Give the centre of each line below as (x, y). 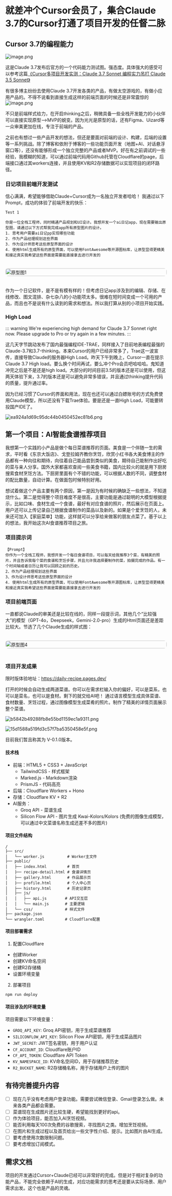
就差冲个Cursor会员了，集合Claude (81, 11)
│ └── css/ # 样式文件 (45, 909)
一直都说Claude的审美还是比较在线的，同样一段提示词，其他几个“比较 (79, 614)
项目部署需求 (19, 931)
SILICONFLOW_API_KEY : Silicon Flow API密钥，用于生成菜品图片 (77, 1037)
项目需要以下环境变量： (30, 1019)
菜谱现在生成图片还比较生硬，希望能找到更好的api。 (68, 1112)
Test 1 (12, 212)
